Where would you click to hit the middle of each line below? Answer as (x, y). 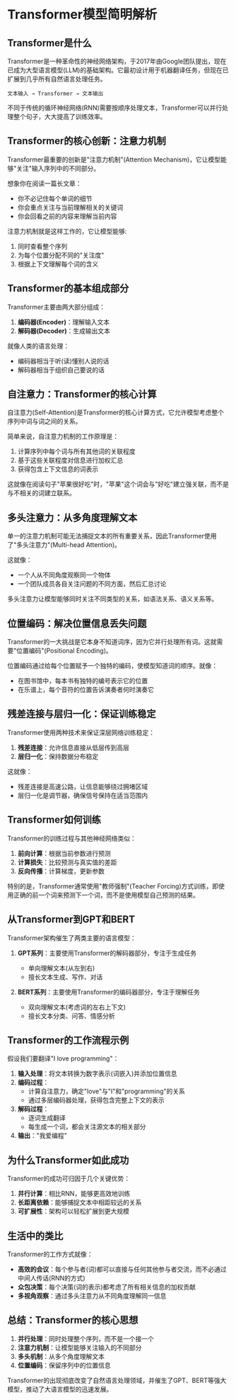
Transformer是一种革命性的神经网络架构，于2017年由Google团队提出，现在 (117, 61)
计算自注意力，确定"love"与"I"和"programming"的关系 (107, 1091)
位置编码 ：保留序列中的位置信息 (64, 1365)
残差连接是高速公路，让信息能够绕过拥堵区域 (83, 786)
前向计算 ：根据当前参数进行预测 (64, 853)
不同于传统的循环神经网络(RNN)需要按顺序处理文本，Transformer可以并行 (115, 108)
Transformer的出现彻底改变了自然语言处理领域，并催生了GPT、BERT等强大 (117, 1380)
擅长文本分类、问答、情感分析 (71, 1016)
